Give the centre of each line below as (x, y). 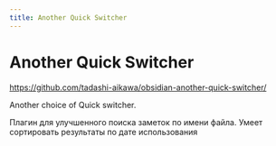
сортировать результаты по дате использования (104, 132)
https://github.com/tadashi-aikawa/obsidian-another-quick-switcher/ (138, 87)
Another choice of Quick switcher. (73, 105)
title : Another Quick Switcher (68, 18)
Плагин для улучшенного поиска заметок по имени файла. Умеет (136, 122)
